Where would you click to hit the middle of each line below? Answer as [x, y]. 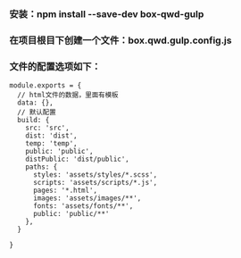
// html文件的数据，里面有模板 [68, 96]
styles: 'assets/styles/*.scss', [95, 175]
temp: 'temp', [51, 144]
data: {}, [35, 103]
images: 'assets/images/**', [87, 198]
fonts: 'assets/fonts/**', [83, 206]
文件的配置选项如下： [55, 66]
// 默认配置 [37, 112]
